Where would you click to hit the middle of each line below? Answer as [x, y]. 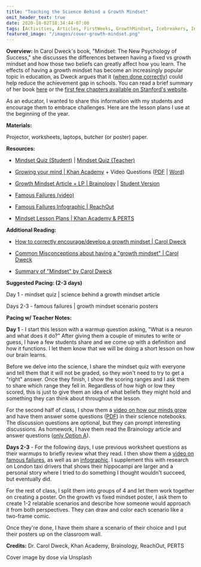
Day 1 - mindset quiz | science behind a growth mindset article [83, 295]
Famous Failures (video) [45, 195]
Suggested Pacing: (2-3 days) [44, 283]
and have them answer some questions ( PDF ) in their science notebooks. [96, 416]
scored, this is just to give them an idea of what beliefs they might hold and [99, 392]
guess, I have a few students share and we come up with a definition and [96, 342]
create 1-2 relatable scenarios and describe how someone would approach [98, 503]
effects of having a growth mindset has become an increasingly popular [95, 70]
